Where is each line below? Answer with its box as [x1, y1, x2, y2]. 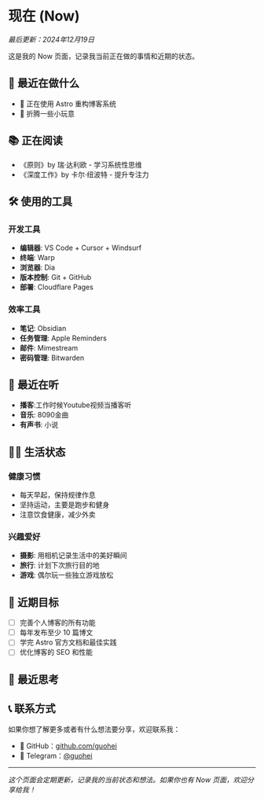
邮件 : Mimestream [19, 343, 79, 352]
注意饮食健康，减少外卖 [19, 510, 96, 520]
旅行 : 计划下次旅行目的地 [19, 560, 100, 570]
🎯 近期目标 [8, 595, 59, 609]
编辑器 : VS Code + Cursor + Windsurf [19, 243, 142, 252]
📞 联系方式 [8, 702, 57, 715]
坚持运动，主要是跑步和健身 [19, 500, 110, 509]
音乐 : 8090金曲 [19, 410, 69, 420]
